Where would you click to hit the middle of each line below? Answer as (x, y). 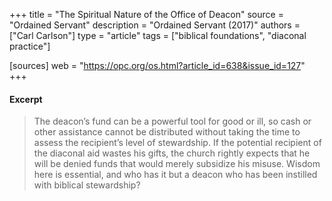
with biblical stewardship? (87, 185)
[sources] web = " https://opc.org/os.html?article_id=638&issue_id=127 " (157, 65)
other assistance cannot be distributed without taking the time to (167, 132)
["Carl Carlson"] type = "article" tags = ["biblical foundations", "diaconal (158, 35)
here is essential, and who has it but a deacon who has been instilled (175, 175)
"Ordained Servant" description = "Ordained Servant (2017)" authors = (155, 25)
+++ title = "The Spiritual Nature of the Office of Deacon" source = (146, 14)
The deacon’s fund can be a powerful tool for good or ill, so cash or (172, 121)
